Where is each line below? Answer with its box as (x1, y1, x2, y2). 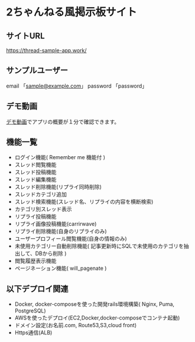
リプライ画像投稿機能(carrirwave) (14, 220, 97, 228)
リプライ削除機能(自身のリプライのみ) (14, 228, 108, 235)
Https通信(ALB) (14, 329, 53, 336)
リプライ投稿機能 (14, 213, 57, 220)
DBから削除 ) (35, 250, 67, 257)
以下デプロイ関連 (6, 283, 69, 293)
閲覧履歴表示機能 (14, 257, 57, 264)
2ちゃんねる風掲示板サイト (6, 5, 137, 19)
